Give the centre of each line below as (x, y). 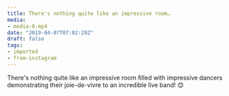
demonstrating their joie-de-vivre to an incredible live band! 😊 (96, 85)
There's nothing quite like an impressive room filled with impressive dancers (115, 77)
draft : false (26, 39)
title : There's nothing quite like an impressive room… (89, 13)
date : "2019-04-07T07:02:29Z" (51, 33)
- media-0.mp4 (28, 26)
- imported (23, 52)
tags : (15, 45)
